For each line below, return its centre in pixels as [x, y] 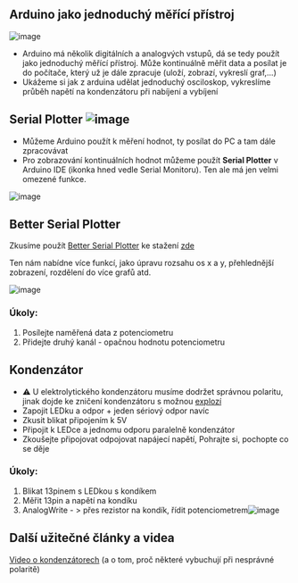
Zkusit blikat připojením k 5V [74, 420]
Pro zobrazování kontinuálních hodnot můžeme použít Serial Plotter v [150, 160]
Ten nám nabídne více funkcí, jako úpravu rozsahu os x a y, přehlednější [142, 263]
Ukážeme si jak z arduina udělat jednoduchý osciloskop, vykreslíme [146, 82]
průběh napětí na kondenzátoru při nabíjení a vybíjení [120, 91]
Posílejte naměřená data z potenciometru [98, 332]
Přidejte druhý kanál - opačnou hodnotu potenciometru [124, 342]
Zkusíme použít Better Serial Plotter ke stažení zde [102, 246]
